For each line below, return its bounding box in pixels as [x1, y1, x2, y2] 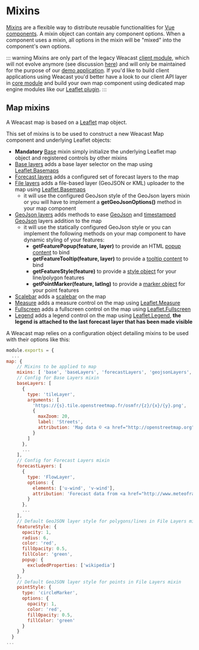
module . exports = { [6, 347, 54, 353]
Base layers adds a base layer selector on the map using [14, 160, 153, 167]
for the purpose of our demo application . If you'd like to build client [6, 66, 169, 74]
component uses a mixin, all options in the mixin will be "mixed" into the [6, 36, 182, 43]
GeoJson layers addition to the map [14, 217, 102, 224]
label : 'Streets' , [37, 419, 84, 425]
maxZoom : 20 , [37, 413, 70, 419]
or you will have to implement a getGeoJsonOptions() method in [23, 198, 182, 205]
